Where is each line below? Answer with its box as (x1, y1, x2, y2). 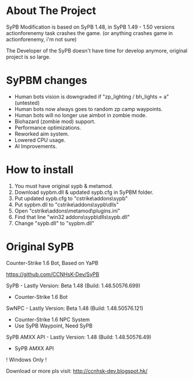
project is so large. (6, 53, 51, 60)
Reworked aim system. (14, 130, 69, 137)
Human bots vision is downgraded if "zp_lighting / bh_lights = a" (14, 93, 169, 100)
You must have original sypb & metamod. (14, 182, 114, 189)
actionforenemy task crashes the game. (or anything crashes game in (6, 29, 173, 36)
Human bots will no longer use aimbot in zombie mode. (14, 111, 147, 118)
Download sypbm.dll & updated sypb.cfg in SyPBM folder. (14, 189, 154, 196)
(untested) (14, 99, 40, 106)
